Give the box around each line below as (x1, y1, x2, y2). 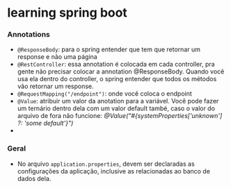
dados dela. (17, 174, 51, 182)
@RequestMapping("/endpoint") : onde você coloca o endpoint (17, 89, 193, 98)
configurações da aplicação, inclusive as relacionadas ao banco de (17, 166, 211, 175)
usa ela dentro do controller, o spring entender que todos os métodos (17, 75, 217, 83)
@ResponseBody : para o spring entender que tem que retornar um (17, 45, 200, 53)
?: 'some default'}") (17, 119, 74, 128)
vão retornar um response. (17, 82, 94, 91)
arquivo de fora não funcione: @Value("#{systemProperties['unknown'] (17, 112, 223, 120)
